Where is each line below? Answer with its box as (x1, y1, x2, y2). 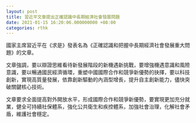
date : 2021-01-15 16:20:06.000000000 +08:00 (6, 19, 116, 25)
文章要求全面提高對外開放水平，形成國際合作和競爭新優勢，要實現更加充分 (6, 96, 185, 103)
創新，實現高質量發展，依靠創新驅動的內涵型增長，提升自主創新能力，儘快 (6, 76, 185, 83)
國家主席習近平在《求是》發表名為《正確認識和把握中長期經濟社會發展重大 (6, 42, 185, 49)
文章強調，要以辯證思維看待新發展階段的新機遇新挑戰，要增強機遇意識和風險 (6, 61, 190, 69)
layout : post (6, 8, 38, 15)
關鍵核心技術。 (10, 83, 47, 91)
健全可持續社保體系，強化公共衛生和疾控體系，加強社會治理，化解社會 (16, 103, 185, 110)
